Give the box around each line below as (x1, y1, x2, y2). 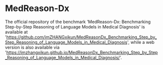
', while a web (127, 39, 155, 45)
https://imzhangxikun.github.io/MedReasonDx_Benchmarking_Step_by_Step (6, 49, 158, 55)
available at (5, 29, 28, 35)
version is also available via (5, 44, 60, 50)
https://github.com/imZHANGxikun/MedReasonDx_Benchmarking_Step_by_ (6, 34, 157, 40)
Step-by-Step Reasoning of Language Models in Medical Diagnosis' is (5, 24, 145, 29)
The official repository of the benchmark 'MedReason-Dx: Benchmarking (5, 19, 151, 25)
